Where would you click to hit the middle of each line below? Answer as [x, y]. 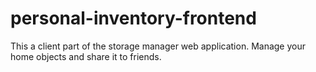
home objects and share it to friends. [86, 56]
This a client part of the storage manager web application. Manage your [158, 46]
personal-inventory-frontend [133, 18]
